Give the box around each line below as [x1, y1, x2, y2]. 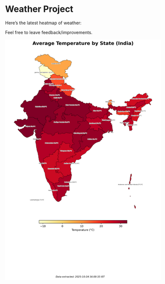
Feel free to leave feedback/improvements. [5, 29, 93, 35]
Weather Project [5, 3, 74, 15]
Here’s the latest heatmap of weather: [5, 20, 82, 26]
